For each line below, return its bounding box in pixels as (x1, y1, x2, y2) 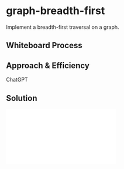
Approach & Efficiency (6, 60, 89, 70)
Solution (6, 93, 37, 103)
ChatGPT (6, 76, 28, 83)
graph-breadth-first (6, 4, 105, 18)
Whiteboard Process (6, 40, 83, 50)
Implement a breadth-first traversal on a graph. (6, 23, 119, 31)
